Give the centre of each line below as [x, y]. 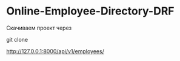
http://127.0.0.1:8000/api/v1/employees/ [55, 51]
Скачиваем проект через [39, 28]
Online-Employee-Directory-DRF [90, 11]
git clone [17, 39]
